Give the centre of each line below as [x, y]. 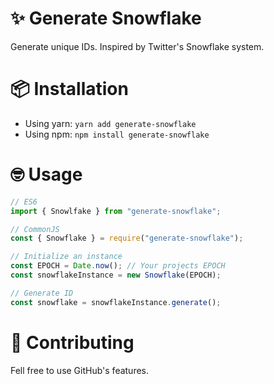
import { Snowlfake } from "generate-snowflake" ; [116, 211]
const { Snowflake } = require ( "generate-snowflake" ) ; [127, 238]
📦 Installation [69, 89]
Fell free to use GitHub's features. [80, 370]
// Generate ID [42, 293]
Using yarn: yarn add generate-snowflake [110, 123]
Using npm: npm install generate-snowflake [117, 134]
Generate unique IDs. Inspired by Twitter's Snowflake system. [137, 46]
